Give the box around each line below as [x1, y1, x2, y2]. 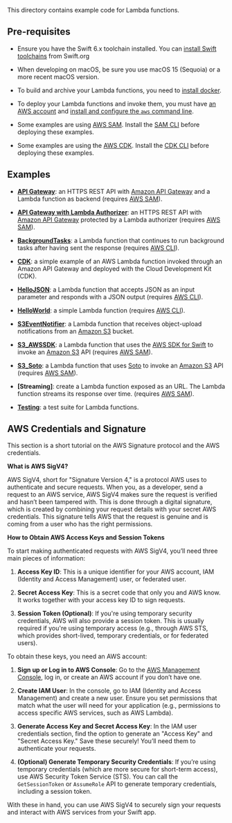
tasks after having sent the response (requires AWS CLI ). [17, 243, 180, 252]
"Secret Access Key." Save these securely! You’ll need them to [17, 737, 196, 745]
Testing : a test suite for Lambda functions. [17, 403, 139, 411]
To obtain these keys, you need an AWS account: [7, 652, 148, 660]
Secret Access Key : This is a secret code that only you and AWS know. [17, 588, 221, 597]
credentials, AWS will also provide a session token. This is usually [17, 617, 204, 625]
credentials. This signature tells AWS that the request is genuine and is [7, 513, 209, 521]
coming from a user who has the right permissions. [7, 520, 153, 529]
